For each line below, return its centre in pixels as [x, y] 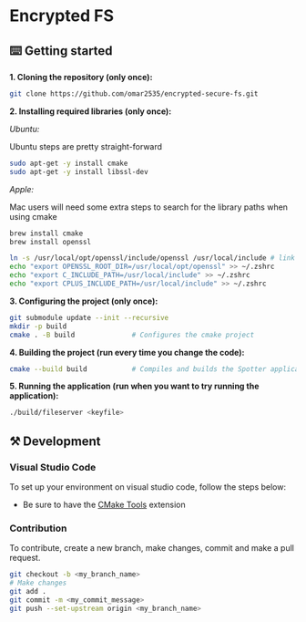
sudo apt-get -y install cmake [69, 163]
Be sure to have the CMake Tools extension [104, 504]
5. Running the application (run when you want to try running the [134, 386]
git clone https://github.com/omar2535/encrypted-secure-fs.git [134, 94]
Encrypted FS [61, 16]
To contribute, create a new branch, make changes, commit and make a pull [152, 548]
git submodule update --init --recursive [89, 317]
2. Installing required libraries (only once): [91, 111]
